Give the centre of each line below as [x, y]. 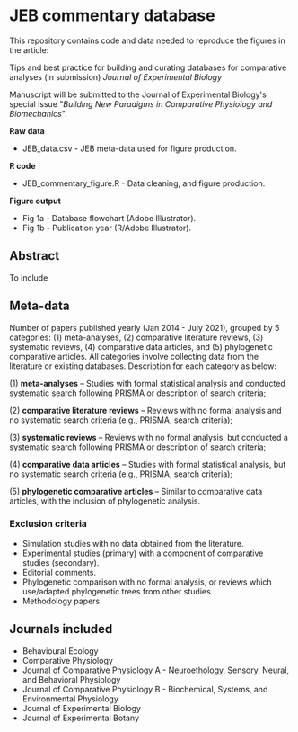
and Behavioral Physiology [71, 679]
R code [22, 165]
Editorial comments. [59, 572]
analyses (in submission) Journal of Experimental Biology [116, 76]
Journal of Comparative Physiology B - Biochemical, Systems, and [145, 689]
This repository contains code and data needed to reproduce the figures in [147, 40]
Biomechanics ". [38, 113]
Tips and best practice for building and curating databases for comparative [148, 67]
